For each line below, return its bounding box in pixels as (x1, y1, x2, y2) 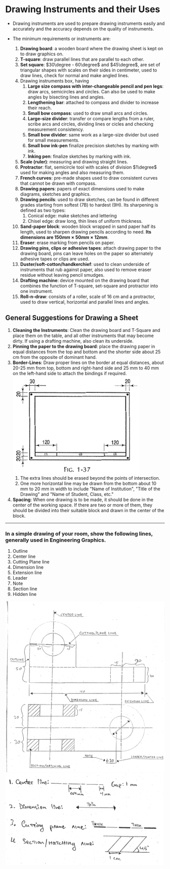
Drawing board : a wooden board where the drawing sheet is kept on (20, 45, 163, 51)
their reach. (27, 105, 52, 111)
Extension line (12, 570, 42, 576)
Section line (12, 586, 37, 592)
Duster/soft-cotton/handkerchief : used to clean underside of (20, 261, 150, 267)
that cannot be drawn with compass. (20, 180, 97, 186)
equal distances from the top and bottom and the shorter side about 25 (12, 349, 161, 355)
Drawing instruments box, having (20, 78, 90, 84)
